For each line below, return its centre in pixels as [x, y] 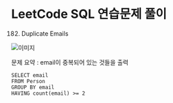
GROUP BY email [33, 87]
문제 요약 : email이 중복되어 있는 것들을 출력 [70, 62]
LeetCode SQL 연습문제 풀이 [89, 14]
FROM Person [28, 81]
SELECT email [30, 75]
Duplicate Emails [45, 33]
